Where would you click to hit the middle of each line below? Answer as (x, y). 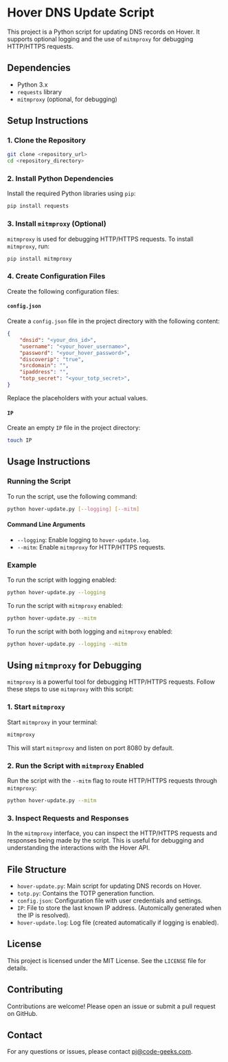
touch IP (20, 441)
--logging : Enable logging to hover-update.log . (84, 540)
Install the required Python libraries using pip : (71, 193)
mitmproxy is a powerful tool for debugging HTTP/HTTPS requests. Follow (111, 682)
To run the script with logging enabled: (62, 580)
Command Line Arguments (46, 525)
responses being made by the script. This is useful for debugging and (106, 841)
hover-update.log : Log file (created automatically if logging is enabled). (118, 922)
